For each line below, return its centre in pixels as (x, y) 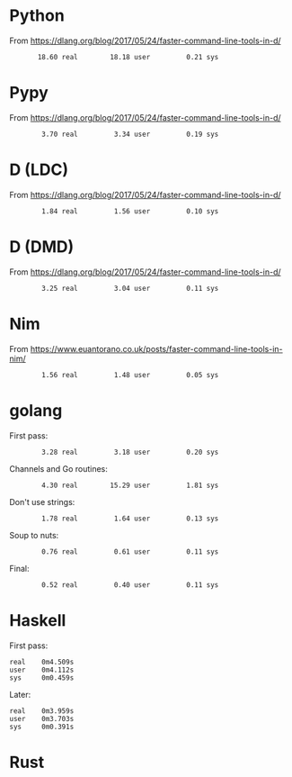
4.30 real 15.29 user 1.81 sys (130, 485)
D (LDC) (39, 170)
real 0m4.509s (42, 662)
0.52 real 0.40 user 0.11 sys (130, 585)
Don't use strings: (42, 501)
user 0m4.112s (42, 670)
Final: (19, 568)
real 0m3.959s (42, 711)
